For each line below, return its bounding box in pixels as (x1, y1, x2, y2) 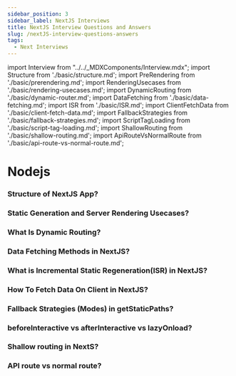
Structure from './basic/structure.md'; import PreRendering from (7, 70, 195, 79)
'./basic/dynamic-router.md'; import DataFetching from (7, 93, 168, 102)
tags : (7, 37, 24, 44)
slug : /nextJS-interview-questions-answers (7, 30, 139, 38)
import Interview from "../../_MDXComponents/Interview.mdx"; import (7, 63, 210, 71)
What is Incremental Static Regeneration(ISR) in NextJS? (7, 265, 208, 275)
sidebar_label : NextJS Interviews (7, 17, 111, 24)
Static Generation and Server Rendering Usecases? (7, 208, 190, 218)
